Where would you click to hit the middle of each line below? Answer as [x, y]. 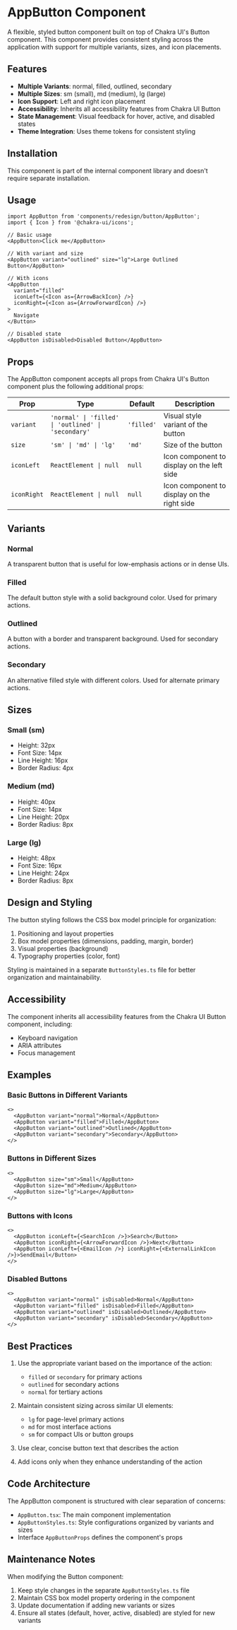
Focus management [46, 1053]
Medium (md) [31, 786]
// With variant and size [45, 254]
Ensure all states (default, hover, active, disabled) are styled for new [116, 1612]
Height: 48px [36, 858]
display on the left [193, 465]
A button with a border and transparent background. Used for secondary [113, 639]
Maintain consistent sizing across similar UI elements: [96, 1406]
